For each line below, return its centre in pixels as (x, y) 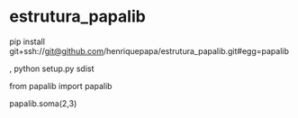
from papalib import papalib (61, 86)
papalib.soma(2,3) (43, 103)
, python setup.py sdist (52, 68)
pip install (27, 41)
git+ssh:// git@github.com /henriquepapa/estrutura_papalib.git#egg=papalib (149, 50)
